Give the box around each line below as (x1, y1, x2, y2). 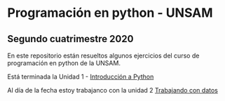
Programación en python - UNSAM (7, 5, 213, 21)
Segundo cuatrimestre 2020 (7, 33, 134, 45)
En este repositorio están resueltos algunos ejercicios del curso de (7, 51, 200, 60)
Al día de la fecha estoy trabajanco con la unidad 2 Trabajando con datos (7, 86, 219, 94)
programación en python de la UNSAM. (7, 59, 121, 67)
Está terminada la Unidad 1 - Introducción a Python (7, 72, 154, 81)
